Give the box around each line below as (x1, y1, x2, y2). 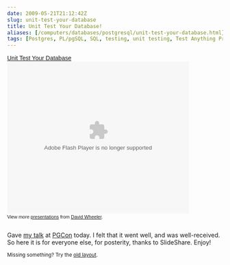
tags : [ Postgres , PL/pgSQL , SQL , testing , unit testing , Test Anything (7, 36, 216, 42)
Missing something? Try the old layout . (7, 251, 98, 259)
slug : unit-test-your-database (7, 16, 97, 23)
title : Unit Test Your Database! (7, 23, 103, 29)
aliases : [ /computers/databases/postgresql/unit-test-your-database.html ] (7, 29, 225, 36)
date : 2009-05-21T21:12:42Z (7, 10, 88, 17)
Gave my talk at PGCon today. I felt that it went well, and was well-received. (7, 231, 220, 240)
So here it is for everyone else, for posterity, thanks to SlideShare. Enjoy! (7, 238, 212, 247)
